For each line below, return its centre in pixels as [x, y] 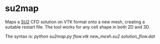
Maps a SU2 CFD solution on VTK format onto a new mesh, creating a [75, 22]
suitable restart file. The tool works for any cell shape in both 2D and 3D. [78, 27]
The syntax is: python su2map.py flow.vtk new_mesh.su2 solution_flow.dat [80, 36]
